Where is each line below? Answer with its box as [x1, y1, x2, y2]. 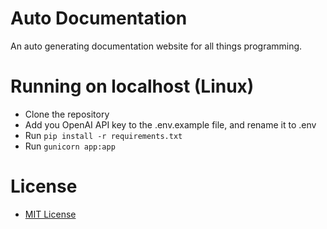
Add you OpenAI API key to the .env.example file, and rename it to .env [24, 118, 317, 131]
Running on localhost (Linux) [10, 75, 255, 98]
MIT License [24, 208, 77, 220]
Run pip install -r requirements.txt [24, 129, 183, 141]
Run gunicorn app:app [24, 140, 116, 152]
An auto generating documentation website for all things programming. [10, 40, 303, 52]
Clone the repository [24, 108, 110, 120]
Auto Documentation [10, 7, 188, 30]
